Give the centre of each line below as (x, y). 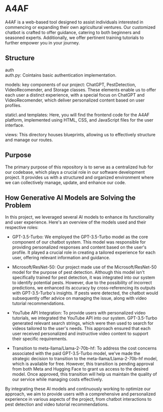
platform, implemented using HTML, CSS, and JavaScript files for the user (79, 120)
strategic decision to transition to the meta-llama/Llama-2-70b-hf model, (85, 359)
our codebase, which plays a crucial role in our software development (75, 172)
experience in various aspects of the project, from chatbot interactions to (78, 399)
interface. (15, 125)
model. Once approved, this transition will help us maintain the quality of (84, 374)
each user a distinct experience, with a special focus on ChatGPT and (75, 95)
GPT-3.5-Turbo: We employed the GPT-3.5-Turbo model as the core (80, 237)
